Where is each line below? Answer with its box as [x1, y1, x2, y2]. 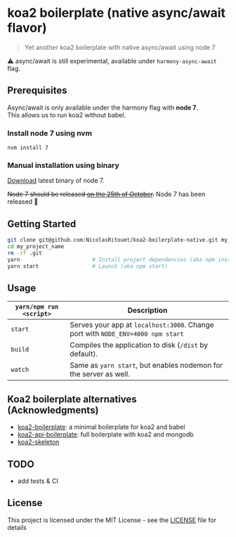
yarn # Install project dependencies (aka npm [7, 256, 216, 263]
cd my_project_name [7, 243, 65, 250]
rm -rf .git [7, 250, 42, 257]
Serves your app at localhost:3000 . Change [70, 320, 214, 330]
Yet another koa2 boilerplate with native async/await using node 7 [24, 43, 216, 51]
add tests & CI [17, 477, 58, 485]
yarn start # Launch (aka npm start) [7, 262, 169, 270]
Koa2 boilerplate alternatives [7, 393, 137, 405]
